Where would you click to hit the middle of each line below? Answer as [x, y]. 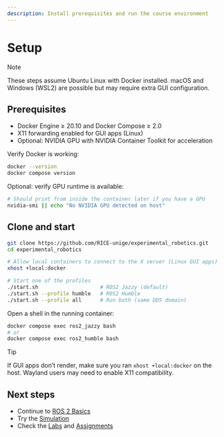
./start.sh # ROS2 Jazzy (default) [88, 288]
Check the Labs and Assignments [65, 426]
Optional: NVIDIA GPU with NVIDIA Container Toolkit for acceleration [115, 141]
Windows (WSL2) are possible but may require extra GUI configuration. [109, 88]
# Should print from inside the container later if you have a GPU [106, 199]
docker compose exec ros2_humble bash [63, 339]
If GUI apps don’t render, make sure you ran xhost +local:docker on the [110, 365]
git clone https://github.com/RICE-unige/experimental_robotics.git [108, 243]
